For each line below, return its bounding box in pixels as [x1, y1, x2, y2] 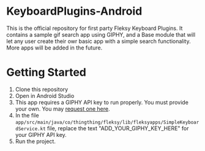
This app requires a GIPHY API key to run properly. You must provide [15, 98, 188, 106]
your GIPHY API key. [15, 131, 67, 138]
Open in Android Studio [15, 92, 75, 99]
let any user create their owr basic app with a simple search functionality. [6, 37, 191, 45]
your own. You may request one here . [15, 105, 110, 112]
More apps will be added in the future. [6, 44, 103, 51]
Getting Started [6, 65, 87, 79]
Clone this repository [15, 86, 69, 93]
